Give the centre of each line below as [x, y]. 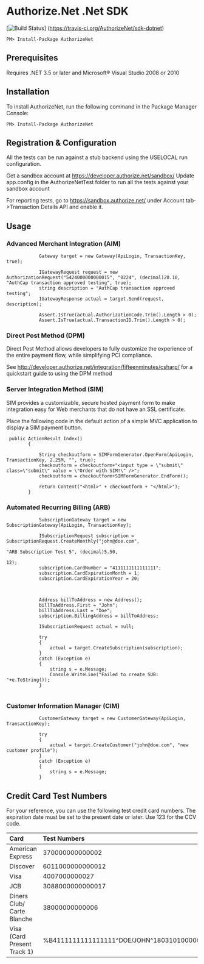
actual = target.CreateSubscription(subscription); [116, 648]
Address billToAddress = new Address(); [90, 600]
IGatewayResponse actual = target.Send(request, [101, 299]
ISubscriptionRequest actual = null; [87, 626]
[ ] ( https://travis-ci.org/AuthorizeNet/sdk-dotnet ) [85, 28]
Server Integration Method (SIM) [55, 390]
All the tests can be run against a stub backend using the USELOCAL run [97, 157]
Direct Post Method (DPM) [46, 335]
